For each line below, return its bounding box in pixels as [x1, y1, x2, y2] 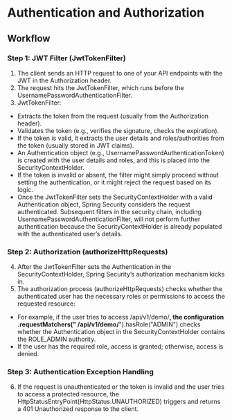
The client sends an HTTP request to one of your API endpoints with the [17, 69, 223, 77]
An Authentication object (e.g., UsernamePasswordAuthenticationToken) [17, 148, 225, 157]
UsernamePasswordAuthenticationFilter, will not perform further [17, 215, 201, 223]
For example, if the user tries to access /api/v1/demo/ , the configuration [17, 313, 224, 322]
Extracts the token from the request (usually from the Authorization [17, 112, 209, 120]
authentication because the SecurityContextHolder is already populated [17, 222, 222, 230]
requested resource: [17, 299, 76, 308]
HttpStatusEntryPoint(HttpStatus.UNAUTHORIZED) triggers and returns [17, 397, 221, 406]
